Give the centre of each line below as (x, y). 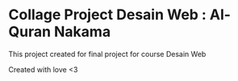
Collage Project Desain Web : (108, 15)
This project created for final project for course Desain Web (107, 54)
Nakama (82, 32)
